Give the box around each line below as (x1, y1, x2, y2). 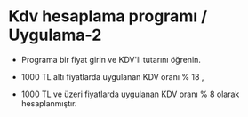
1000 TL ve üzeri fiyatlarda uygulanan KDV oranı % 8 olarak (20, 89, 240, 99)
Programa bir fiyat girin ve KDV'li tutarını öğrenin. (20, 54, 202, 65)
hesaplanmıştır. (20, 97, 77, 108)
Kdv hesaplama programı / (8, 6, 208, 27)
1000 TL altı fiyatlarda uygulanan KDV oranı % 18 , (20, 71, 204, 82)
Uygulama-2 (8, 25, 102, 45)
